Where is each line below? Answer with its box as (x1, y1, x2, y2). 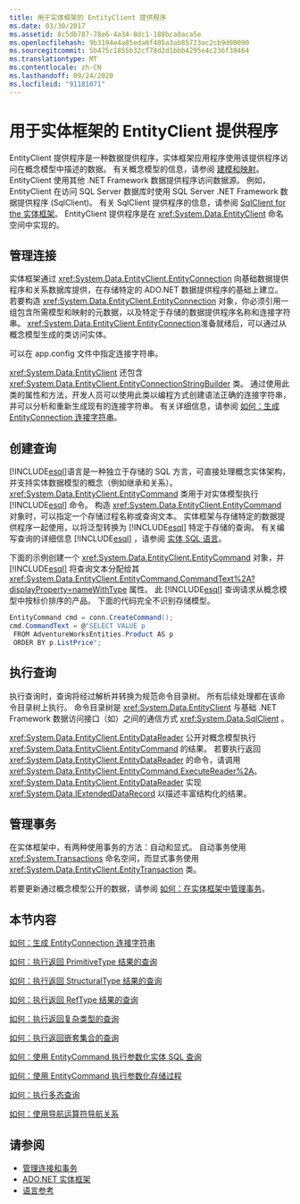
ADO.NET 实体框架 (21, 1174, 91, 1184)
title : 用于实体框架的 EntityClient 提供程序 (9, 13, 167, 22)
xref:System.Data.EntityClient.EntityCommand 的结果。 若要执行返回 (9, 743, 262, 754)
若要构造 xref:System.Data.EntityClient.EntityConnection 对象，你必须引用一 (9, 296, 289, 307)
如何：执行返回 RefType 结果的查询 (9, 995, 138, 1005)
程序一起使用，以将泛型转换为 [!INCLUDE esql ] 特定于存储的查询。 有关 (16, 522, 277, 533)
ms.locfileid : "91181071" (9, 80, 105, 89)
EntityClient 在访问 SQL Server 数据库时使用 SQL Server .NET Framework (9, 185, 279, 197)
